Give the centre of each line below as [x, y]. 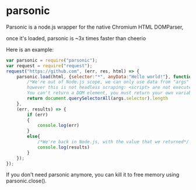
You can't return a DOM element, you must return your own [100, 93]
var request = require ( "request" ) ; [49, 65]
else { [34, 137]
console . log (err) [58, 126]
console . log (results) [64, 147]
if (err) [38, 115]
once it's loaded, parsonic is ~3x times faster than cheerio [76, 38]
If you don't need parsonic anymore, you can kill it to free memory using [93, 175]
